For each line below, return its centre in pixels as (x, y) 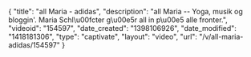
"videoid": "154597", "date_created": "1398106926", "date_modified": (122, 28)
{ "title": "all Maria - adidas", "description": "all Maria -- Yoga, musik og (125, 11)
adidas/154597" (34, 45)
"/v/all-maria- (221, 36)
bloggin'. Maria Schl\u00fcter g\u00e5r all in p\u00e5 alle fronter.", (118, 20)
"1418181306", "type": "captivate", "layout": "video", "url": (103, 36)
